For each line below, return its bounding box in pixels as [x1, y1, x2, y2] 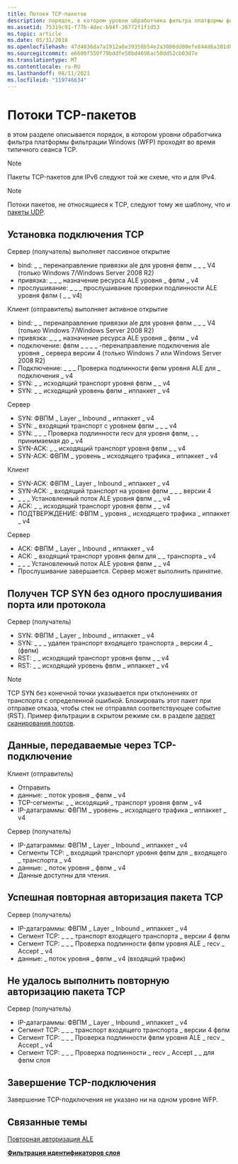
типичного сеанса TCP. [7, 145, 78, 154]
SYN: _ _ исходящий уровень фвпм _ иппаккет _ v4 [17, 387, 170, 395]
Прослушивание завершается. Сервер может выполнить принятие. [17, 567, 223, 575]
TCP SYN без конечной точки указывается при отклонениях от [7, 689, 198, 697]
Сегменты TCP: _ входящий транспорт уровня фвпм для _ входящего [17, 848, 227, 857]
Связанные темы [7, 1116, 88, 1128]
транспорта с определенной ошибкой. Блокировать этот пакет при [7, 696, 211, 704]
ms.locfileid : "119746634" [7, 76, 87, 84]
